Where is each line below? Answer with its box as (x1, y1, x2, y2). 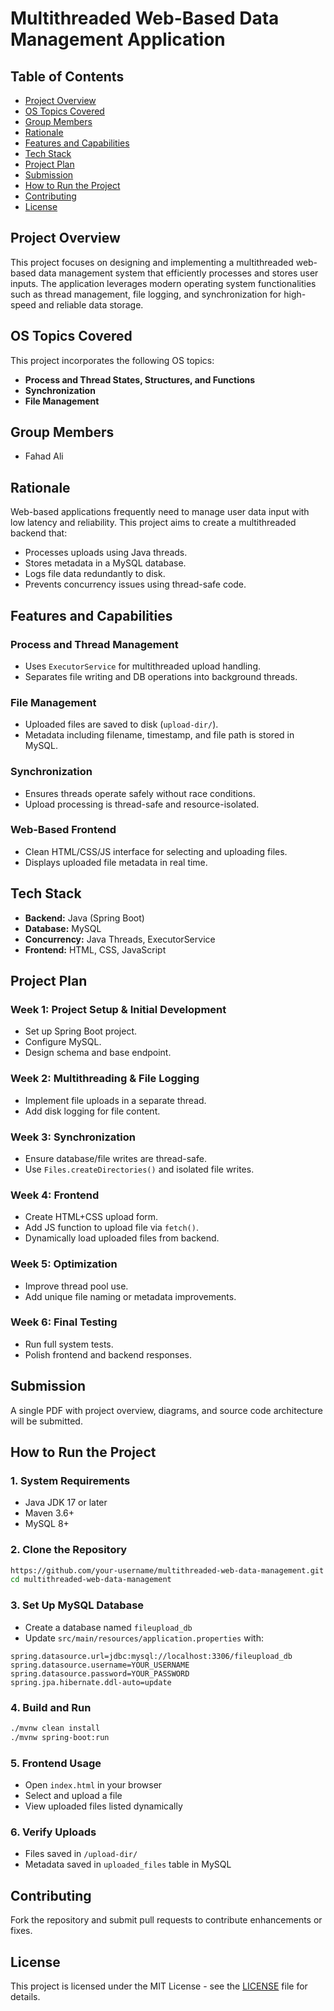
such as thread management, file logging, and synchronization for (10, 288, 282, 300)
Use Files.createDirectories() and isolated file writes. (24, 1163, 255, 1175)
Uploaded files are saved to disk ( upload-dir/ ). (24, 718, 219, 731)
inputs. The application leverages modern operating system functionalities (10, 277, 317, 289)
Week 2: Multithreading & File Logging (10, 1072, 200, 1086)
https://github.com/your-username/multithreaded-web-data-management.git (10, 1565, 325, 1576)
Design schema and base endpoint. (24, 1047, 172, 1059)
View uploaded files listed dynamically (24, 1800, 183, 1812)
